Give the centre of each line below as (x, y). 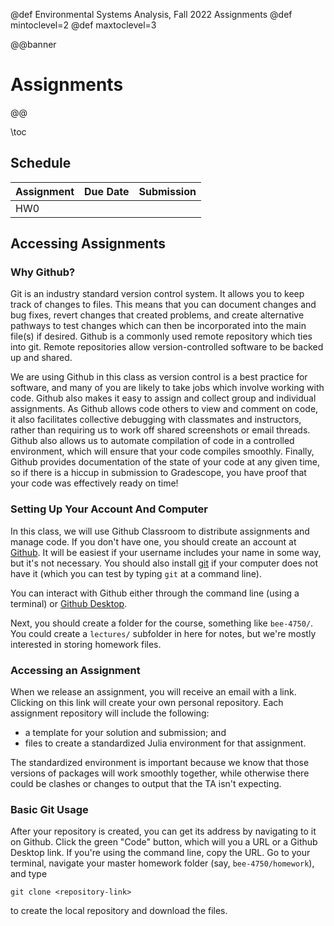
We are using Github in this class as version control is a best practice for (159, 377)
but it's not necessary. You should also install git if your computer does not (164, 563)
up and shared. (41, 358)
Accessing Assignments (88, 244)
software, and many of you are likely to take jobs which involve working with (167, 388)
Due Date (107, 191)
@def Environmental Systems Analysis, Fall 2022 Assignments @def (151, 14)
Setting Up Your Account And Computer (109, 509)
